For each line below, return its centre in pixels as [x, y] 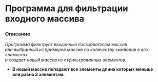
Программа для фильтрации [67, 8]
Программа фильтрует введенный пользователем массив [66, 45]
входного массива [45, 19]
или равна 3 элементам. [38, 74]
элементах [16, 55]
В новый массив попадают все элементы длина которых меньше [83, 69]
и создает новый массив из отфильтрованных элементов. [66, 60]
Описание [18, 34]
